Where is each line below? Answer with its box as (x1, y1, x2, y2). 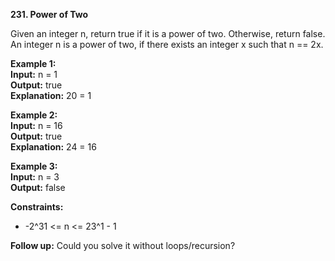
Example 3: (10, 160, 58, 172)
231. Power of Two (10, 9, 89, 20)
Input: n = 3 (10, 171, 60, 183)
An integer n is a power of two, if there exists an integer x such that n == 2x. (10, 39, 324, 50)
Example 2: (10, 109, 58, 121)
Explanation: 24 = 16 (10, 141, 97, 153)
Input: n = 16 (10, 120, 63, 131)
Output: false (10, 182, 66, 193)
